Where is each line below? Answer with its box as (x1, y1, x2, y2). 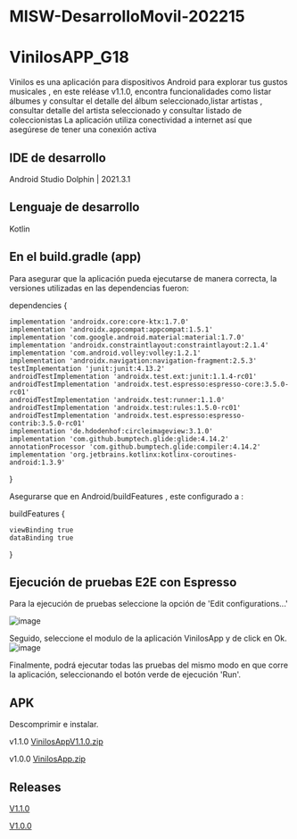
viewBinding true (9, 525, 74, 534)
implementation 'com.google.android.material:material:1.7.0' (9, 332, 245, 341)
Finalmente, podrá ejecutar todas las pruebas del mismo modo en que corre (9, 659, 288, 671)
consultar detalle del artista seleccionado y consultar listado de (9, 105, 243, 116)
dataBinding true (9, 533, 74, 542)
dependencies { (9, 299, 68, 310)
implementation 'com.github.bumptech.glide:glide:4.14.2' (9, 434, 229, 443)
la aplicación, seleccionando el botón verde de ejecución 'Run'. (9, 669, 242, 680)
